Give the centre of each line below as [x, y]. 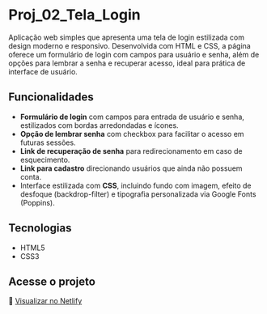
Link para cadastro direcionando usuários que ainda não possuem [131, 168]
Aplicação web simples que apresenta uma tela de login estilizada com [127, 37]
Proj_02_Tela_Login [74, 15]
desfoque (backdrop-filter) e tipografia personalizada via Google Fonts [138, 194]
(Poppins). [37, 202]
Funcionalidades [51, 98]
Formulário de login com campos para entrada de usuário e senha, [132, 117]
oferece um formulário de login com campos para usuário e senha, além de [134, 54]
